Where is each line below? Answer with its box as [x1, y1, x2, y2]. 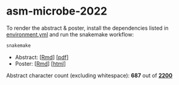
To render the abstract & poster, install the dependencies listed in [6, 24, 169, 32]
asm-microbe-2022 [6, 4, 108, 18]
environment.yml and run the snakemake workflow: [6, 30, 134, 38]
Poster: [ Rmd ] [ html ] [15, 59, 67, 67]
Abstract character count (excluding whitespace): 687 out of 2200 [6, 72, 173, 79]
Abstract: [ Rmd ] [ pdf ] [15, 53, 69, 61]
